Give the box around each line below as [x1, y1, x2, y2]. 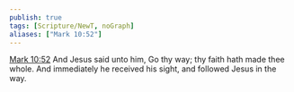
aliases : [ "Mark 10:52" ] [9, 29, 102, 38]
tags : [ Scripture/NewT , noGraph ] [9, 21, 135, 30]
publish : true [9, 13, 63, 22]
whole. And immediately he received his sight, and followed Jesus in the [9, 63, 277, 74]
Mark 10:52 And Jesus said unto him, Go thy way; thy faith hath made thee [9, 54, 285, 65]
